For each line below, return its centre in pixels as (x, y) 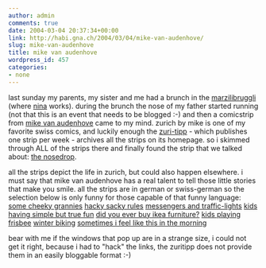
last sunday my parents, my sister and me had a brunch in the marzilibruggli (132, 97)
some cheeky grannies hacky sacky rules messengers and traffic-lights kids (133, 206)
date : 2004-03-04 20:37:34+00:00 (64, 30)
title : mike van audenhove (53, 52)
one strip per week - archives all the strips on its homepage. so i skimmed (129, 139)
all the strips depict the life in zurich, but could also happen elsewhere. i (126, 172)
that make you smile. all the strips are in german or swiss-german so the (126, 188)
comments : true (33, 23)
